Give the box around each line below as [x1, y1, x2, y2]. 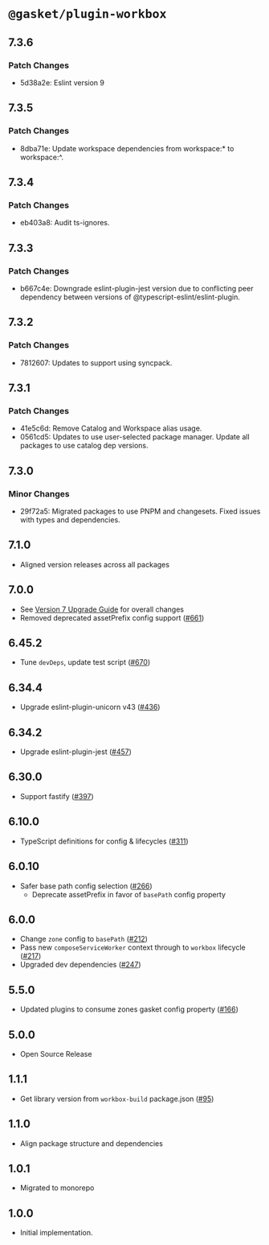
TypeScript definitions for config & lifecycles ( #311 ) [19, 836, 189, 846]
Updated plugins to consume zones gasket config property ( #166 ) [19, 1004, 238, 1014]
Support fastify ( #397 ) [19, 791, 94, 801]
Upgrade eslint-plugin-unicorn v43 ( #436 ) [19, 703, 161, 712]
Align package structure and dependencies [19, 1138, 163, 1148]
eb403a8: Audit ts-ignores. [19, 218, 110, 228]
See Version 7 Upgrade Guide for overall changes [19, 604, 185, 614]
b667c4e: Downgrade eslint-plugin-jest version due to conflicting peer [19, 283, 254, 293]
